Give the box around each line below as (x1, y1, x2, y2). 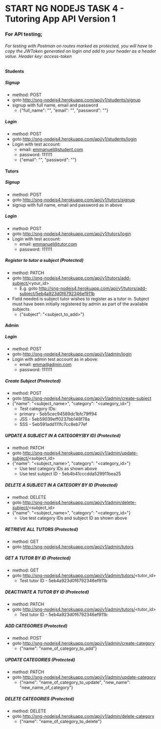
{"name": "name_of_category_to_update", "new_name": (19, 680, 131, 686)
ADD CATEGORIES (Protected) (5, 622, 67, 628)
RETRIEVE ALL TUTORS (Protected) (5, 526, 79, 532)
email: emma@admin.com (19, 362, 72, 367)
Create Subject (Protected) (5, 378, 61, 384)
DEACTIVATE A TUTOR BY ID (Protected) (5, 589, 89, 595)
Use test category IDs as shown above (19, 466, 98, 472)
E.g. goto (19, 285, 38, 291)
